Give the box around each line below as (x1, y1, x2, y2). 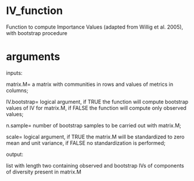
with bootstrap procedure (6, 29, 68, 36)
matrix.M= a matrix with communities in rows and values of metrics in (6, 81, 174, 88)
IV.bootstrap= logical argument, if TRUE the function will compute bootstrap (6, 98, 189, 105)
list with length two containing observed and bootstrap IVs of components (6, 162, 184, 169)
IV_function (6, 4, 63, 18)
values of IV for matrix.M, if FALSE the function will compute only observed (6, 104, 187, 112)
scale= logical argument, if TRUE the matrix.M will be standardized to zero (6, 133, 185, 140)
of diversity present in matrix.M (6, 168, 82, 175)
